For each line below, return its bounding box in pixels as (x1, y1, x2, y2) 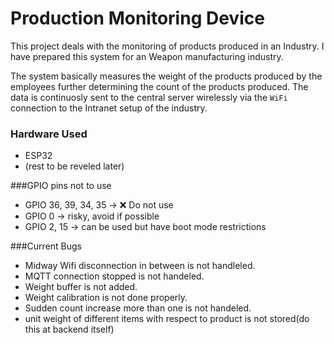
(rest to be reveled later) (24, 160, 125, 172)
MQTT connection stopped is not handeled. (24, 270, 205, 282)
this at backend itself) (24, 323, 115, 336)
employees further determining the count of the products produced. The (10, 80, 309, 92)
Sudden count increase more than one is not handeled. (24, 302, 252, 314)
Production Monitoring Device (10, 7, 265, 30)
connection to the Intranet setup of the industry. (10, 102, 208, 114)
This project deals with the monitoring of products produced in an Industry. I (10, 40, 325, 52)
